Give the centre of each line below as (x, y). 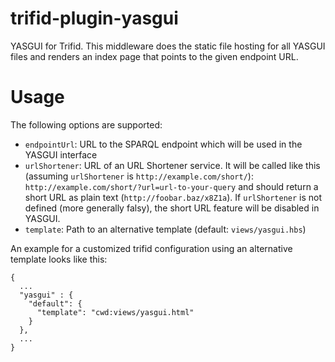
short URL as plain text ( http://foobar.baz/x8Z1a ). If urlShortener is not (173, 197)
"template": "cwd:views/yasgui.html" (115, 312)
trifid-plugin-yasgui (94, 18)
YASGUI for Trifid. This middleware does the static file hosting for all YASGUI (168, 46)
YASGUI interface (61, 154)
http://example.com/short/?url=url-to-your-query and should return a (171, 186)
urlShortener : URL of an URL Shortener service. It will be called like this (172, 165)
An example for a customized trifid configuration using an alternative (151, 248)
